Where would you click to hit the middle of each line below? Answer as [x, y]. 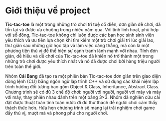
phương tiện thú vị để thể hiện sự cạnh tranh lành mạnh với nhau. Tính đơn [82, 51]
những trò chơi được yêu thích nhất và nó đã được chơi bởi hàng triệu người [83, 61]
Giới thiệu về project [48, 11]
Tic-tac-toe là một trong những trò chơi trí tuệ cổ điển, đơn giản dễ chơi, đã [83, 24]
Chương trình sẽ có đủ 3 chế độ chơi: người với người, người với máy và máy [83, 92]
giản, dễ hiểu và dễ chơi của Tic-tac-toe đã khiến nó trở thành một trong [79, 56]
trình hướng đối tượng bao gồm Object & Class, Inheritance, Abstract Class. [82, 86]
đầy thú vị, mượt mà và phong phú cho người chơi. [57, 113]
